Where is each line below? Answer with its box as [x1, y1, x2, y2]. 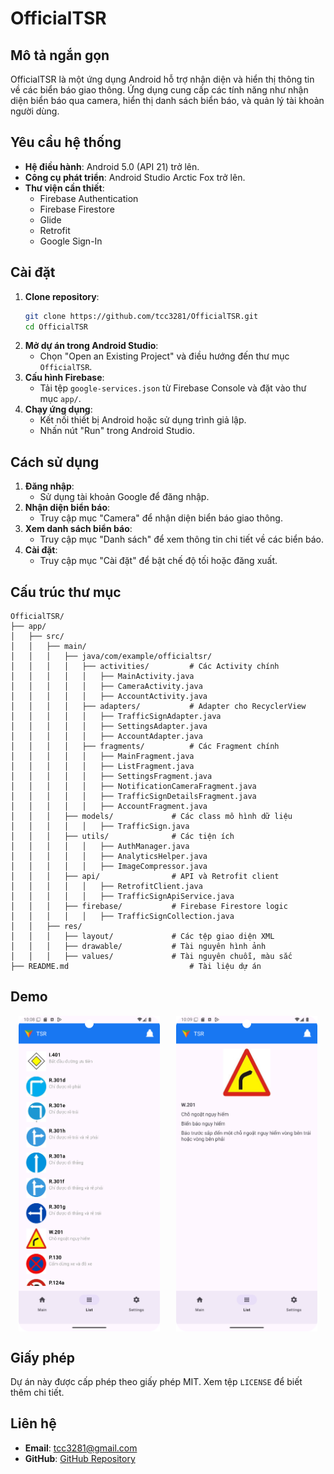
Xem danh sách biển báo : [24, 523, 133, 535]
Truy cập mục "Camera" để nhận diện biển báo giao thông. [39, 512, 283, 524]
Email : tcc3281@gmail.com [24, 1442, 138, 1454]
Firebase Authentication [39, 192, 139, 204]
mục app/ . [39, 393, 82, 405]
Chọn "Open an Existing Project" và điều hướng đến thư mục [39, 350, 290, 362]
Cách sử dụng [10, 453, 100, 471]
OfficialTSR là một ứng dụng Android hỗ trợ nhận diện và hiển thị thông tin [10, 73, 315, 85]
